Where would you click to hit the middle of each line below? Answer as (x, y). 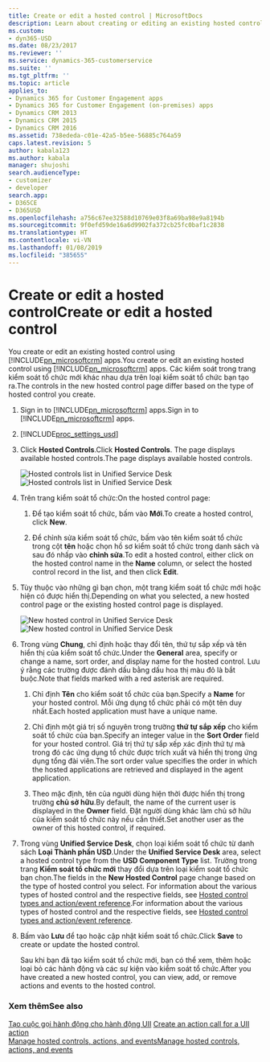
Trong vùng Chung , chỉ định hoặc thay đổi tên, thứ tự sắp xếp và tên (133, 644)
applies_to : (28, 91)
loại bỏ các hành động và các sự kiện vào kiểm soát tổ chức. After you (135, 968)
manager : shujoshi (39, 166)
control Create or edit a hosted (110, 312)
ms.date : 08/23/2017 (43, 46)
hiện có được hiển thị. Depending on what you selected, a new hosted (135, 595)
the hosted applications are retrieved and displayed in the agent (137, 769)
